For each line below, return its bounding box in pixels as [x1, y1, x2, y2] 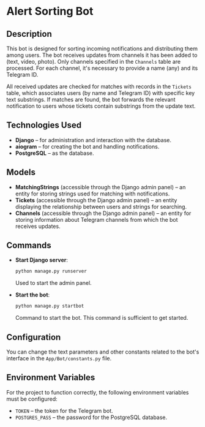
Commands [6, 240, 52, 251]
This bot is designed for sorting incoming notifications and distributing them [6, 45, 198, 52]
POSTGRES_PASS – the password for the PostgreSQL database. [15, 414, 168, 421]
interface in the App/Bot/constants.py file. [6, 355, 112, 362]
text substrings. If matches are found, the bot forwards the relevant [6, 96, 176, 103]
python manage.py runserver [15, 268, 87, 274]
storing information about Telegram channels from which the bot [15, 216, 179, 223]
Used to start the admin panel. [15, 279, 92, 287]
